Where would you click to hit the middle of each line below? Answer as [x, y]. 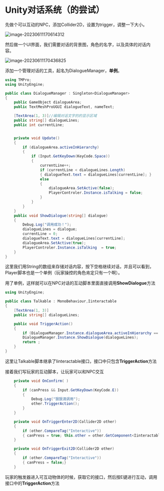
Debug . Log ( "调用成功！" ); [47, 225]
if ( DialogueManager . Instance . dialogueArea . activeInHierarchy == [91, 333]
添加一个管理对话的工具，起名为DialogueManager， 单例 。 [63, 70]
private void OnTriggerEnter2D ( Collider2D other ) [65, 422]
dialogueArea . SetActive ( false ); [82, 188]
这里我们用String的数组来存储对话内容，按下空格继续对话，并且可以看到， [80, 267]
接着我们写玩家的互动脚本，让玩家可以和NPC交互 [54, 371]
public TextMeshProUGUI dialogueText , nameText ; [64, 107]
